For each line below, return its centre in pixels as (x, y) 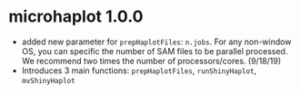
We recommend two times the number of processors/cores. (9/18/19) (151, 61)
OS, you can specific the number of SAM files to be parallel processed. (155, 51)
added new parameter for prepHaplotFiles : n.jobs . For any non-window (156, 42)
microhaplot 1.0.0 (76, 17)
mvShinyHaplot (48, 80)
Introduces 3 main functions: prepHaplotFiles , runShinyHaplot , (139, 70)
